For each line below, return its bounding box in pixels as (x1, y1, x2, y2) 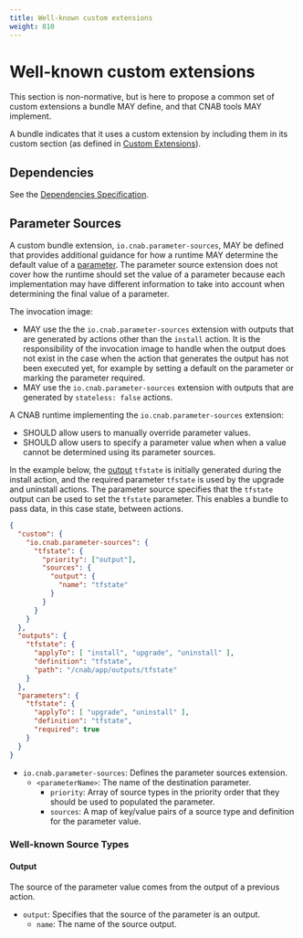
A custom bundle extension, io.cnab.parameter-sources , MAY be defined (9, 240, 285, 251)
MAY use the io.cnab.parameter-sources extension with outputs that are (22, 382, 295, 393)
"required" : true (33, 725, 100, 734)
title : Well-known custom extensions (9, 13, 153, 23)
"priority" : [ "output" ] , (42, 555, 137, 564)
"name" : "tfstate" (57, 581, 129, 590)
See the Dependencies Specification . (9, 189, 149, 200)
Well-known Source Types (9, 838, 130, 851)
